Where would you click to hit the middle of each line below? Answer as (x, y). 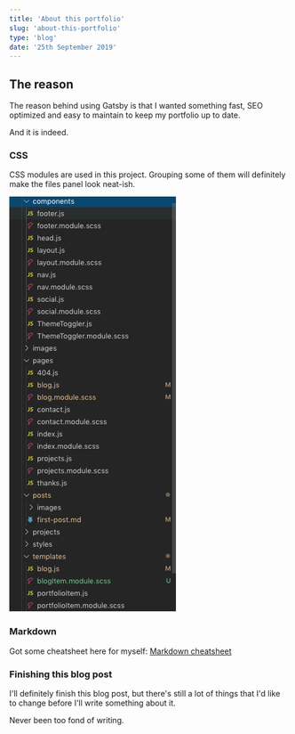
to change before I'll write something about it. (92, 703)
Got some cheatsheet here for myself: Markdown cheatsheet (121, 651)
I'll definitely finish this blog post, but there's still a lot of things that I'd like (145, 693)
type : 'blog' (33, 37)
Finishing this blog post (61, 674)
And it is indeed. (39, 133)
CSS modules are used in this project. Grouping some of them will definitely (147, 175)
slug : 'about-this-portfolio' (65, 28)
